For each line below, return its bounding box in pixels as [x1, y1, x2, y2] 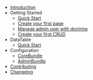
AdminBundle [17, 58, 46, 64]
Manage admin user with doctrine [17, 26, 88, 32]
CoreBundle [17, 53, 43, 59]
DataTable [10, 36, 31, 43]
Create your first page [17, 20, 64, 26]
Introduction [10, 5, 36, 10]
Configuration [10, 48, 39, 53]
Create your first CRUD [17, 31, 66, 37]
